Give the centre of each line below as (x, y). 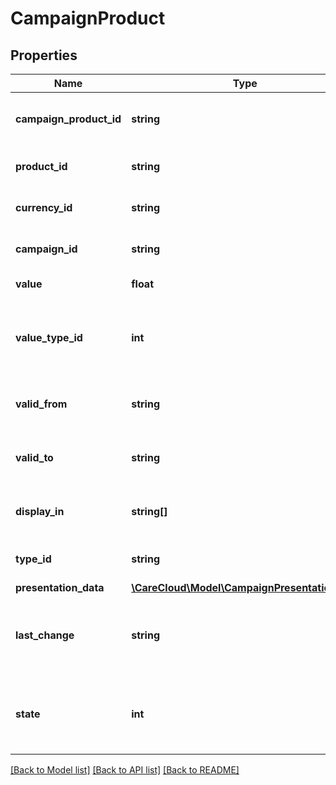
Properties (44, 55)
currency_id (44, 207)
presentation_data (60, 587)
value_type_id (49, 337)
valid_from (41, 404)
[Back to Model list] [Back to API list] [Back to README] (125, 770)
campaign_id (46, 249)
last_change (45, 635)
